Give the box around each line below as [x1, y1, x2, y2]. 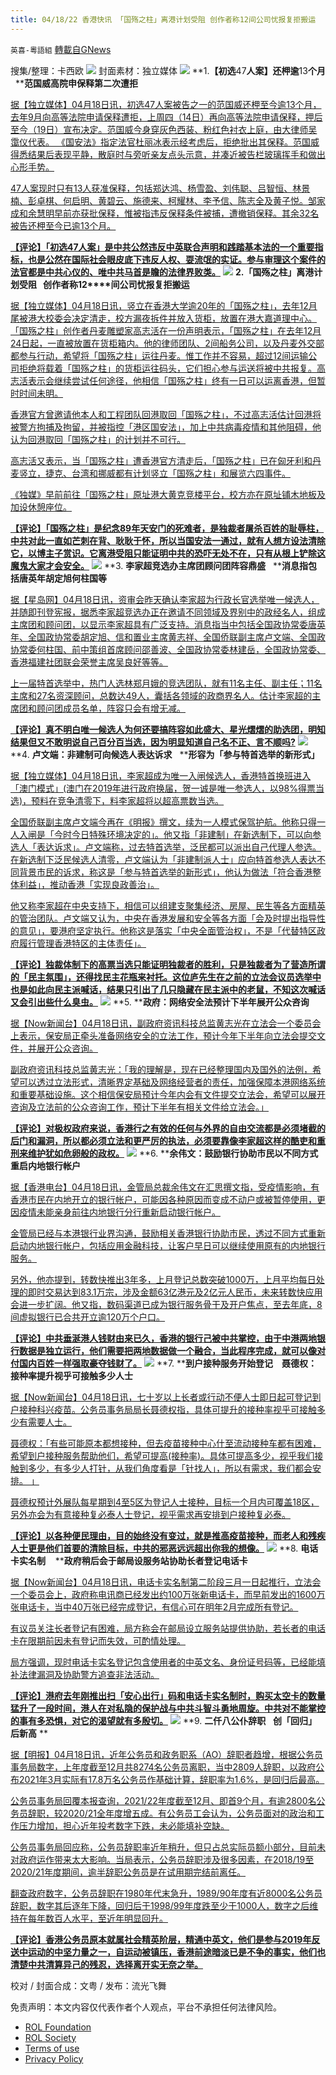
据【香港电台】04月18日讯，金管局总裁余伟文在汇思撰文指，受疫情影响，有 [10, 1181, 320, 1193]
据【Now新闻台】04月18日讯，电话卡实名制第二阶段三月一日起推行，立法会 [10, 1576, 322, 1588]
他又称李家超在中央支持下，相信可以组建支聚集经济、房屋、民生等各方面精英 [10, 899, 326, 911]
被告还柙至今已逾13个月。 [10, 219, 117, 231]
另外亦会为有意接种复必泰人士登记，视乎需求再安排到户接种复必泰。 [10, 1508, 291, 1520]
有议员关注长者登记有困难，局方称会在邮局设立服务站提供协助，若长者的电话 [10, 1622, 326, 1634]
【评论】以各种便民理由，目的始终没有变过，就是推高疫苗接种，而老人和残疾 [10, 1529, 326, 1541]
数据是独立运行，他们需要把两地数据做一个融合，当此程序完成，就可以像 [18, 1344, 317, 1356]
